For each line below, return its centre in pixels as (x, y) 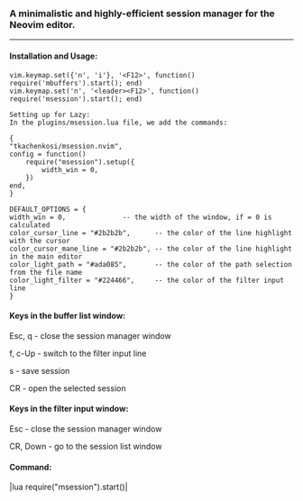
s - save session (40, 370)
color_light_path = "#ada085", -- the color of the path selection (151, 264)
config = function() (48, 154)
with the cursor (40, 241)
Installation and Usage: (54, 56)
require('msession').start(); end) (76, 99)
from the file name (46, 272)
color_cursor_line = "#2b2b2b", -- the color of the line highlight (151, 232)
